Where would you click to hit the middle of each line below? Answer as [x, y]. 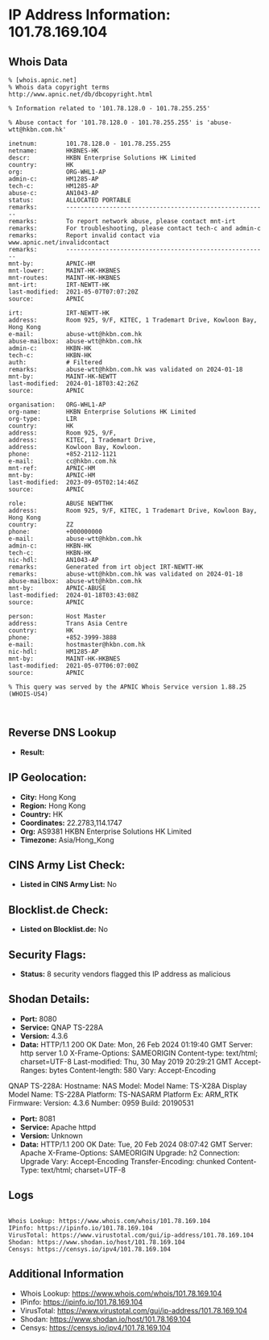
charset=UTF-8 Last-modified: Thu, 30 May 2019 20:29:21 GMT [126, 1061]
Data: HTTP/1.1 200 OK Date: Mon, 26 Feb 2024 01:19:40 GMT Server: [137, 1044]
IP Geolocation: [48, 778]
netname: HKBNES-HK [54, 151]
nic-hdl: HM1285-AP [54, 651]
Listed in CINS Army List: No [68, 884]
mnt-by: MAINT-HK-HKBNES [64, 659]
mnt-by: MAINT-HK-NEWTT [62, 377]
